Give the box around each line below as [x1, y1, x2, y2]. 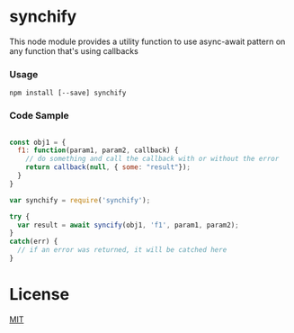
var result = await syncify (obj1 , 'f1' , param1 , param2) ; [17, 220, 240, 229]
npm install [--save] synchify [9, 88, 127, 98]
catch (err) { [9, 237, 58, 247]
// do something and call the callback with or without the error [25, 155, 280, 164]
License [9, 284, 70, 305]
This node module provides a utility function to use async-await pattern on [9, 36, 286, 47]
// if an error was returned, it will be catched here [17, 246, 227, 255]
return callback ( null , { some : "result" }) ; [25, 163, 192, 172]
